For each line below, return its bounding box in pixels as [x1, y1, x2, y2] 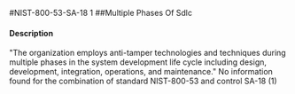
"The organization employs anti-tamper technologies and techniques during [9, 48, 286, 59]
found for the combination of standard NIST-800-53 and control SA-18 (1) [9, 75, 277, 87]
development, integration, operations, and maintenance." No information [9, 67, 273, 77]
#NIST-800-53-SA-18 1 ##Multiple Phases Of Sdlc [9, 8, 193, 18]
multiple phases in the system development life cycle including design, [9, 57, 268, 67]
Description [9, 27, 54, 38]
